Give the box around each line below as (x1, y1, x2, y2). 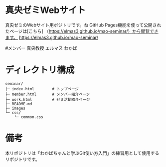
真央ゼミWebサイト (5, 4, 86, 16)
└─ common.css (14, 114, 43, 120)
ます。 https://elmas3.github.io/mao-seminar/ (5, 34, 99, 40)
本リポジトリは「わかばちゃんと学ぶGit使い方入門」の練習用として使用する (5, 150, 160, 156)
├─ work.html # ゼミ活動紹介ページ (5, 97, 90, 102)
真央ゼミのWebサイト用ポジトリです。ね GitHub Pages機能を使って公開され (5, 22, 162, 28)
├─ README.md (5, 101, 32, 106)
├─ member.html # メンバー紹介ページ (5, 92, 90, 97)
